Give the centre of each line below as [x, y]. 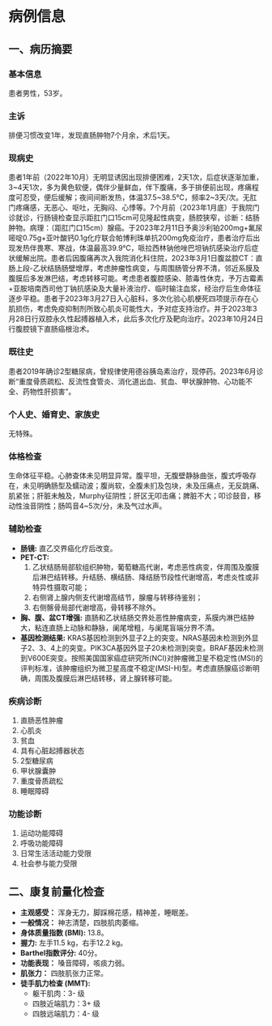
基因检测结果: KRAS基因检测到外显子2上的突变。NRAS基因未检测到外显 [139, 638]
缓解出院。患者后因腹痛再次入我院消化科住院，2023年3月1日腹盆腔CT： [136, 258]
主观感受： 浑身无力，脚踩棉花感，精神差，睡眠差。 [106, 913]
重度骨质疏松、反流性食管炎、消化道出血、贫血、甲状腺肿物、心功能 [132, 381]
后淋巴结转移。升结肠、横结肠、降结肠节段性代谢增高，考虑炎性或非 [146, 577]
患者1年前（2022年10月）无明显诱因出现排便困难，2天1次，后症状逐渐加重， [136, 177]
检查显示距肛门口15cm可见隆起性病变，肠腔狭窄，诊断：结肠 [159, 218]
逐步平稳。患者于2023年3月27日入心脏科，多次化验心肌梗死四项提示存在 [130, 299]
